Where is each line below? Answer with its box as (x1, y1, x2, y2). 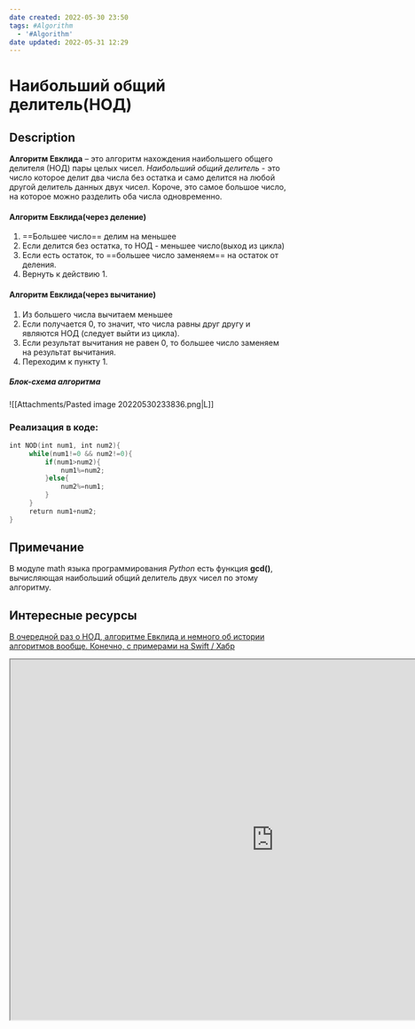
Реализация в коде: (9, 420, 99, 433)
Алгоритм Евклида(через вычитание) (9, 289, 157, 300)
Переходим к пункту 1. (21, 356, 108, 366)
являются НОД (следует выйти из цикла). (21, 327, 180, 338)
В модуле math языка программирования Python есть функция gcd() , (9, 563, 273, 574)
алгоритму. (9, 582, 51, 593)
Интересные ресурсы (9, 608, 137, 623)
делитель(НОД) (9, 95, 133, 115)
